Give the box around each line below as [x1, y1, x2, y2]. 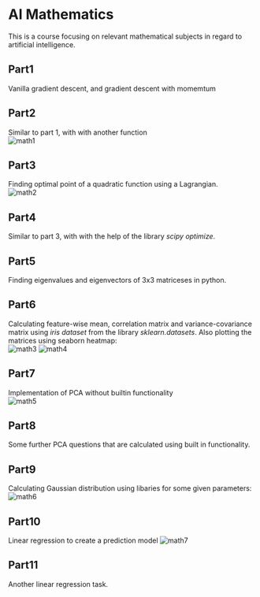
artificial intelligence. [8, 39, 76, 49]
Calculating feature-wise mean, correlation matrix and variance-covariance [8, 319, 252, 328]
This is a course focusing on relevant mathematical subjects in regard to [8, 32, 243, 41]
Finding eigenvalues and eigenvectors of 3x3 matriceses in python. [8, 276, 227, 284]
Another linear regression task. [8, 579, 109, 588]
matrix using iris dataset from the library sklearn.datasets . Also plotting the [8, 327, 252, 336]
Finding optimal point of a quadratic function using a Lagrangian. [8, 180, 218, 189]
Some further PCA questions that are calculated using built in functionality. [8, 439, 251, 450]
